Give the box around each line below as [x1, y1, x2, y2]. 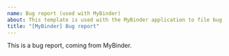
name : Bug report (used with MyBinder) [7, 10, 121, 17]
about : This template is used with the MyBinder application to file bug [7, 16, 223, 23]
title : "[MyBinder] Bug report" [7, 23, 99, 29]
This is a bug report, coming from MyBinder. [7, 42, 132, 50]
